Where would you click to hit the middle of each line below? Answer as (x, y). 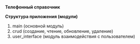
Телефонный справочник (33, 7)
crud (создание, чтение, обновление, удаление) (63, 31)
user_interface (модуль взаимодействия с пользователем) (74, 36)
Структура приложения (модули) (41, 16)
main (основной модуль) (38, 26)
